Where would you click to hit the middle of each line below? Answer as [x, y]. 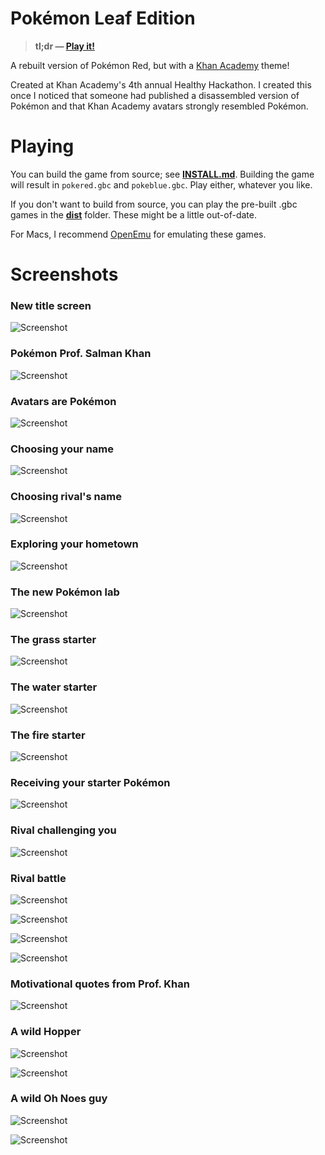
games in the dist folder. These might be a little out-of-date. [133, 214]
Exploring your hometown [74, 544]
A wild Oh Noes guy [59, 1099]
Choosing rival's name [66, 497]
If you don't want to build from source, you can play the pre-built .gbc [154, 204]
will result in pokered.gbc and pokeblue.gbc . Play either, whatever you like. [161, 184]
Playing [42, 146]
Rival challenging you [63, 830]
